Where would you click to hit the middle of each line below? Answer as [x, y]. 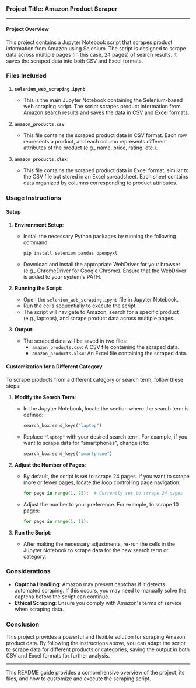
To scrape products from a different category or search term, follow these [95, 380]
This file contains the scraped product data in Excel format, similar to [106, 170]
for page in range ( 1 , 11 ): [56, 521]
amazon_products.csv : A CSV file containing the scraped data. [106, 347]
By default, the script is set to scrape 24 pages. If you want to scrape [106, 476]
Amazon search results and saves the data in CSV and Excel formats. [106, 112]
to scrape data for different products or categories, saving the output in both [98, 649]
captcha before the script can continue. [62, 597]
